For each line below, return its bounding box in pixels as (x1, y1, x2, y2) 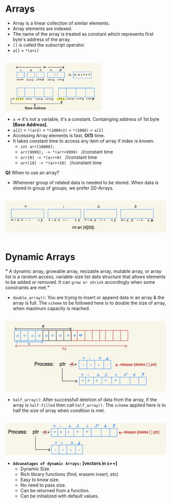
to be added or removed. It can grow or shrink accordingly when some (5, 279, 156, 285)
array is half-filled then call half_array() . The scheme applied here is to (12, 402, 166, 408)
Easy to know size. (20, 476, 60, 483)
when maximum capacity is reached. (12, 305, 90, 311)
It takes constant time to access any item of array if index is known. (12, 138, 155, 144)
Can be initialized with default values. (20, 493, 99, 499)
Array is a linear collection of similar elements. (12, 20, 110, 26)
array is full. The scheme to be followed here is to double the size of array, (12, 300, 166, 306)
